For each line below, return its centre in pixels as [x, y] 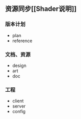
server [19, 106]
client [18, 101]
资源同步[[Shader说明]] [41, 9]
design [19, 65]
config [19, 112]
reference [22, 41]
